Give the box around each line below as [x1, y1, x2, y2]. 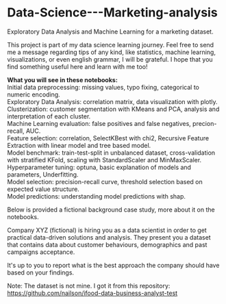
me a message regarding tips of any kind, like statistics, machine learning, [7, 48, 216, 56]
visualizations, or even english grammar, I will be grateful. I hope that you [7, 55, 214, 63]
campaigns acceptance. [7, 248, 75, 256]
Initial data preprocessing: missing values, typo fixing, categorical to [7, 83, 200, 91]
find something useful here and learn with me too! [7, 62, 148, 71]
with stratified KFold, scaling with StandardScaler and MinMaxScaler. [7, 155, 202, 164]
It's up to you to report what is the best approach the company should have [7, 261, 220, 269]
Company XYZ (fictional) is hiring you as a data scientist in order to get [7, 226, 207, 234]
